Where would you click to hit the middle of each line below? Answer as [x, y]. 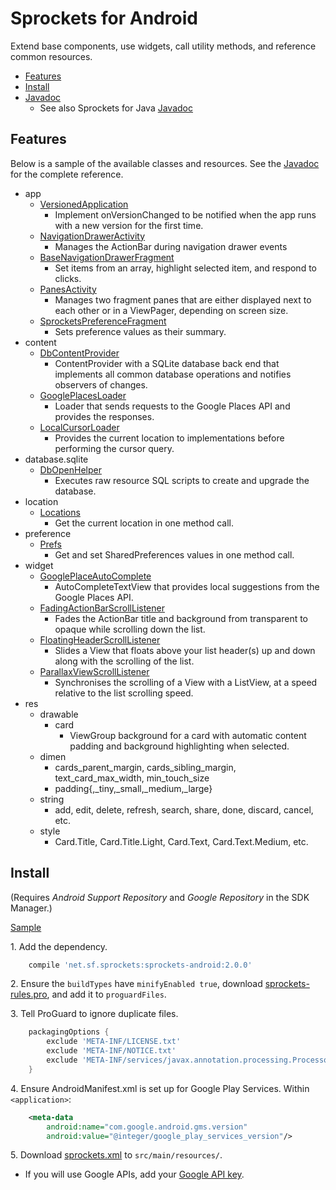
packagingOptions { [69, 1032]
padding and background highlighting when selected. [179, 746]
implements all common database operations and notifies [173, 374]
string [52, 799]
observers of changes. [101, 384]
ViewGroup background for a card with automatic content [188, 735]
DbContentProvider [79, 353]
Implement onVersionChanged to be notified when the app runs [185, 214]
